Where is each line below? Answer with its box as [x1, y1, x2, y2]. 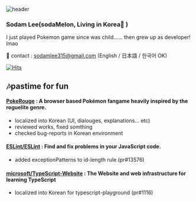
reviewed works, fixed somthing [14, 123, 93, 130]
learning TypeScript [6, 176, 56, 183]
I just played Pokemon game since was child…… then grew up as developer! [6, 34, 191, 41]
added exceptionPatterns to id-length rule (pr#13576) [14, 157, 145, 164]
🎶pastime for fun [6, 81, 69, 91]
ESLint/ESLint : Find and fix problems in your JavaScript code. [6, 143, 161, 150]
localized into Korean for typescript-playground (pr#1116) [14, 189, 153, 196]
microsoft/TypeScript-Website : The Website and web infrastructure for [6, 170, 186, 177]
